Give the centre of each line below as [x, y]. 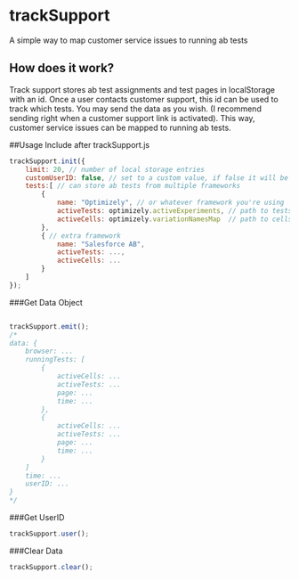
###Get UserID [37, 517]
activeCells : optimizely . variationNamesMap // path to [162, 219]
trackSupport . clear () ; [51, 567]
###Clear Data [36, 551]
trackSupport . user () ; [49, 534]
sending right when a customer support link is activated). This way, [132, 118]
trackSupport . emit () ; [49, 326]
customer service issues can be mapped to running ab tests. [120, 127]
